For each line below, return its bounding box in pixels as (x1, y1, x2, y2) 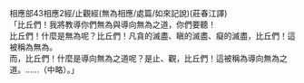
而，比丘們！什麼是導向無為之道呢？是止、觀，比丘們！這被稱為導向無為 (9, 53, 279, 63)
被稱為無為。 (9, 41, 57, 52)
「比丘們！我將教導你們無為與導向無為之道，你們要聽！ (9, 19, 216, 30)
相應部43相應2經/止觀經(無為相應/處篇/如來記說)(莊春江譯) (9, 8, 228, 18)
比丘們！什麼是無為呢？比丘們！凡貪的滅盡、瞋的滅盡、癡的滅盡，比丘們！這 (9, 31, 296, 41)
